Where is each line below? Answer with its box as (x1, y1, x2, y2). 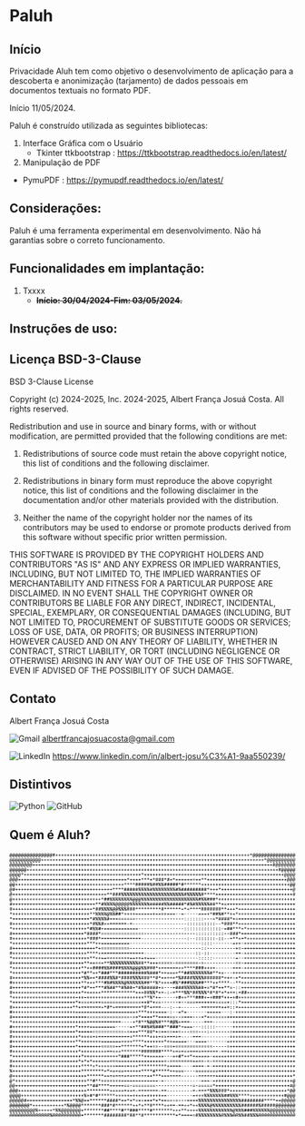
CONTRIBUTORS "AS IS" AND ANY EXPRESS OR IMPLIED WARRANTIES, (9, 558, 281, 569)
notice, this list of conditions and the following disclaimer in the (22, 485, 259, 496)
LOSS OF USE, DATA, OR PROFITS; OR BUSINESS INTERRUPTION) (9, 626, 259, 637)
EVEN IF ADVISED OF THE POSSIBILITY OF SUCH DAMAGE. (9, 665, 234, 676)
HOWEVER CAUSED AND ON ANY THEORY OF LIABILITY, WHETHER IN (9, 636, 279, 647)
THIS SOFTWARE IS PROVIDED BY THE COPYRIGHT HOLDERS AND (9, 548, 265, 559)
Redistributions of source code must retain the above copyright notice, (22, 448, 288, 459)
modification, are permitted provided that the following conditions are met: (9, 430, 288, 441)
